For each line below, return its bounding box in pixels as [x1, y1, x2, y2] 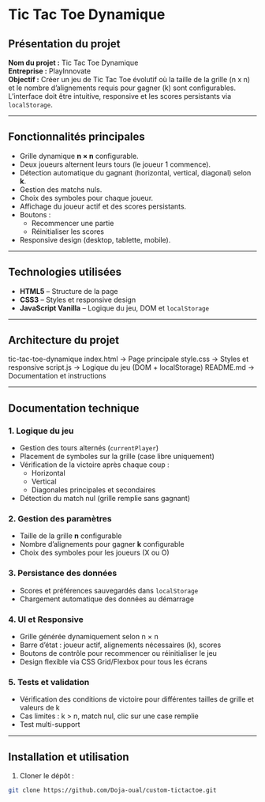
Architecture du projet [8, 333, 120, 347]
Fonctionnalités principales [8, 130, 146, 144]
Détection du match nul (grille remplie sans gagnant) [19, 494, 191, 503]
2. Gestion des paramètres [8, 514, 112, 525]
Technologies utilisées [8, 265, 122, 279]
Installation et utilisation [8, 750, 129, 763]
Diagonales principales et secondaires [31, 485, 156, 495]
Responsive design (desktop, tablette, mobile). [19, 235, 171, 244]
